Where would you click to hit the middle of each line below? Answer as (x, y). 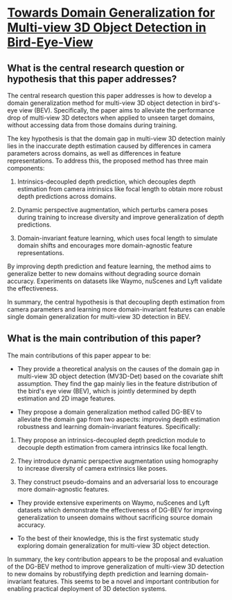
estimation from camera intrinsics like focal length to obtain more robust (120, 189)
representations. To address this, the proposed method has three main (108, 161)
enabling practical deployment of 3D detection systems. (87, 588)
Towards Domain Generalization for (111, 13)
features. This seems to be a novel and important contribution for (126, 581)
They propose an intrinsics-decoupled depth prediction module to (111, 440)
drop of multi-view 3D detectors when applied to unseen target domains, (111, 117)
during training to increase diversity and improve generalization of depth (121, 217)
